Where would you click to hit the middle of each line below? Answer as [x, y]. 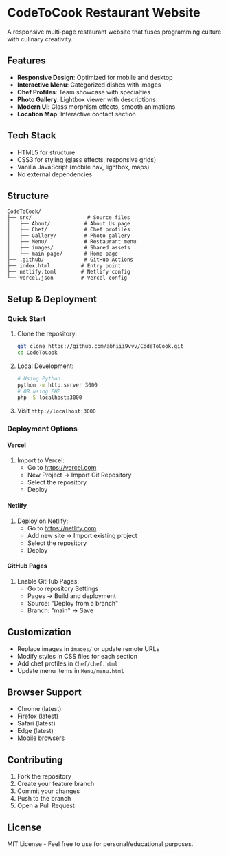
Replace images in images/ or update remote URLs [88, 648]
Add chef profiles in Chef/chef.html [67, 663]
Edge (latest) [35, 731]
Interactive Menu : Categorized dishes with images [89, 85]
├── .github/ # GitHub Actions [70, 260]
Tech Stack [32, 136]
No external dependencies [55, 174]
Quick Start [26, 318]
